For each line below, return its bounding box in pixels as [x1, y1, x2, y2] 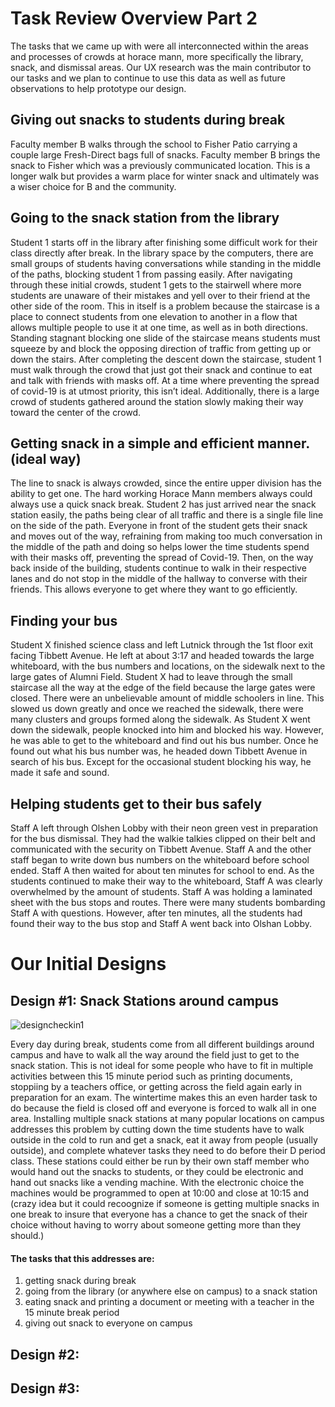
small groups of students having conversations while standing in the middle [10, 257, 322, 269]
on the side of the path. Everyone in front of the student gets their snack [10, 520, 308, 532]
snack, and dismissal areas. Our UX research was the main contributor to [10, 61, 312, 73]
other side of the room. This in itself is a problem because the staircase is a [10, 300, 320, 312]
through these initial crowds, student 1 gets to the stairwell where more [10, 278, 302, 291]
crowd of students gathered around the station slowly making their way [10, 395, 304, 407]
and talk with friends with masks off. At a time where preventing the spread [10, 374, 320, 386]
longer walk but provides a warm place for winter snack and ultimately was [10, 170, 320, 182]
